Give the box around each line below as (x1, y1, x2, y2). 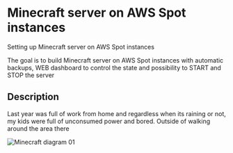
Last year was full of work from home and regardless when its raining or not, (7, 109, 226, 118)
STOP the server (7, 71, 55, 79)
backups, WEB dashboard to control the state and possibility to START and (7, 63, 221, 72)
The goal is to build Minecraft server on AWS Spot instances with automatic (7, 56, 224, 64)
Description (7, 91, 59, 103)
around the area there (7, 124, 70, 133)
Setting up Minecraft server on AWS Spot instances (7, 42, 155, 51)
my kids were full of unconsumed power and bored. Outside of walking (7, 117, 211, 125)
